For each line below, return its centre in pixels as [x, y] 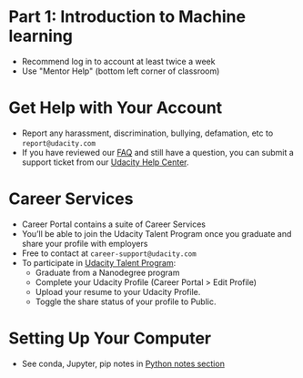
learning [41, 36]
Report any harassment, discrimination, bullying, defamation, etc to [147, 133]
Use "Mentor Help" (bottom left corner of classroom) [121, 71]
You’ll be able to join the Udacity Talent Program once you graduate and [157, 233]
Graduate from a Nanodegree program [107, 272]
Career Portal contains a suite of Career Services [114, 224]
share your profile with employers [85, 243]
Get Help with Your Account [116, 108]
